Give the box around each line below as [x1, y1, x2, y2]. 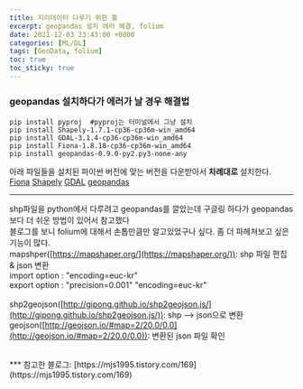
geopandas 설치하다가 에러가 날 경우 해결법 [9, 95, 190, 107]
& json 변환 [9, 260, 50, 271]
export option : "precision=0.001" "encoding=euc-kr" [9, 280, 207, 291]
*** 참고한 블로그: [9, 359, 72, 370]
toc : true [9, 55, 47, 64]
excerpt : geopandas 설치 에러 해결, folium [9, 22, 164, 31]
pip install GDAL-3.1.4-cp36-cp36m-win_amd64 [9, 134, 183, 143]
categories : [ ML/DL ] [9, 38, 87, 48]
